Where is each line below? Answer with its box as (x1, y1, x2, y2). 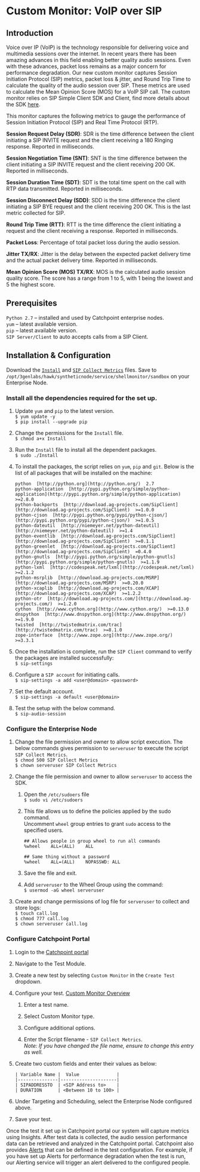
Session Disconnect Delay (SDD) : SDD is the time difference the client (6, 197, 180, 203)
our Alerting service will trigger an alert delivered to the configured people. (6, 1159, 190, 1166)
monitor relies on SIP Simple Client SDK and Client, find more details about (6, 94, 189, 101)
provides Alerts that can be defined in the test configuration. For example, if (6, 1146, 193, 1153)
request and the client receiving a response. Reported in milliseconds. (6, 227, 178, 234)
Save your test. (14, 1115, 53, 1122)
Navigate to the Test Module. (14, 960, 87, 967)
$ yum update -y (14, 414, 56, 420)
